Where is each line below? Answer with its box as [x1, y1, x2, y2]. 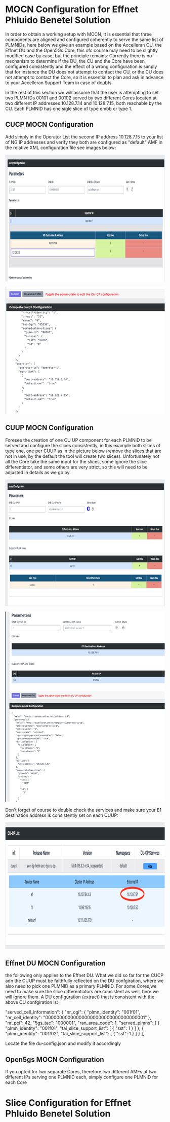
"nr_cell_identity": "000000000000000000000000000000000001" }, [5, 1015, 152, 1021]
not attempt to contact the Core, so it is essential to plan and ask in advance [5, 74, 164, 80]
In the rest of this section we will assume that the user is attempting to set [5, 89, 159, 95]
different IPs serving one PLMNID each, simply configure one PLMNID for [5, 1074, 158, 1080]
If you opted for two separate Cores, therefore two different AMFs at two [5, 1069, 157, 1075]
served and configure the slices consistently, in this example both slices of [5, 442, 161, 448]
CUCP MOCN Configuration [5, 120, 94, 129]
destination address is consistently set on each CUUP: [5, 812, 119, 818]
